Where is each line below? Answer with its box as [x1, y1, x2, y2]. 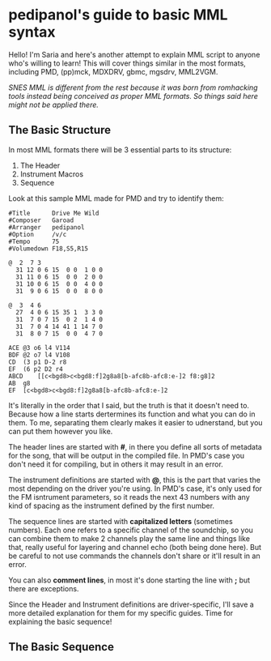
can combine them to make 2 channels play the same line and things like [8, 533, 251, 544]
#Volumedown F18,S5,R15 [8, 245, 89, 253]
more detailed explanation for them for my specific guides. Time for [8, 608, 233, 617]
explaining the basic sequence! [8, 616, 112, 626]
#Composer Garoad [8, 216, 74, 224]
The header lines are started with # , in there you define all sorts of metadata [8, 441, 263, 451]
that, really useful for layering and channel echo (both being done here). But [8, 542, 261, 552]
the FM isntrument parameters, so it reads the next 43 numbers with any [8, 492, 251, 501]
